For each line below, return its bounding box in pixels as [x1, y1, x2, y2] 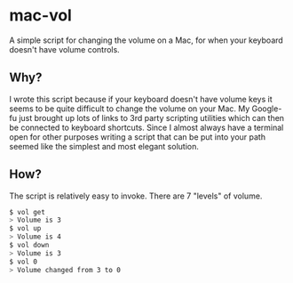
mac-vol [9, 5, 73, 26]
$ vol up [9, 224, 42, 233]
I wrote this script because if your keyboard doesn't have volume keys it [9, 93, 273, 104]
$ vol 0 [9, 257, 38, 266]
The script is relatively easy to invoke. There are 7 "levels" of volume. [9, 190, 263, 201]
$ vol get [9, 207, 46, 216]
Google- [251, 103, 282, 114]
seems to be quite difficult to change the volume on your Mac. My [9, 103, 250, 114]
